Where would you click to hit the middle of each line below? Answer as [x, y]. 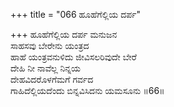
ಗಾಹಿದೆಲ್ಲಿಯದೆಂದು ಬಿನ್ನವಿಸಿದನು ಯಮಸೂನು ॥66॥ [87, 90]
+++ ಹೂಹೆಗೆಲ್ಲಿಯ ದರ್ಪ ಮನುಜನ [64, 34]
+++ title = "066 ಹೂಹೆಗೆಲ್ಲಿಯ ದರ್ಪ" [75, 14]
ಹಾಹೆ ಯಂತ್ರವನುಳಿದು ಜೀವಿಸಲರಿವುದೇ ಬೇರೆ [73, 57]
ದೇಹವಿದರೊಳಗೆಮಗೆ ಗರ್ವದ [52, 79]
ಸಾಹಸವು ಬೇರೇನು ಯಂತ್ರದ [50, 45]
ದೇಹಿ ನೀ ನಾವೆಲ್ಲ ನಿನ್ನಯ [45, 68]
